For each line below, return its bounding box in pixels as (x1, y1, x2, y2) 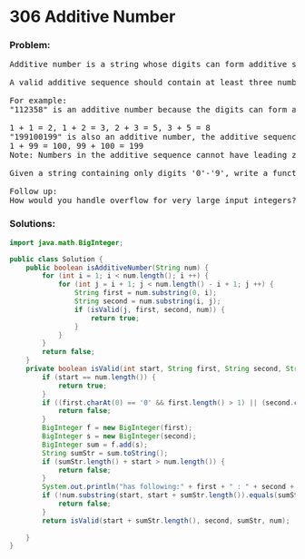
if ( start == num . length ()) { (42, 372, 156, 382)
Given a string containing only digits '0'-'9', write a (9, 168, 269, 179)
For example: (9, 95, 68, 106)
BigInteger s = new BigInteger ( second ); (42, 432, 197, 441)
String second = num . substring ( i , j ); (74, 297, 221, 306)
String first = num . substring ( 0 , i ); (74, 289, 218, 298)
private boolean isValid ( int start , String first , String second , (25, 365, 282, 374)
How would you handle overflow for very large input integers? (9, 195, 297, 206)
